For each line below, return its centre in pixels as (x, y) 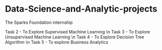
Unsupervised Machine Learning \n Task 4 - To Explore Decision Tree (75, 37)
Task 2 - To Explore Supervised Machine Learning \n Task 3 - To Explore (78, 32)
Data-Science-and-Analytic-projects (81, 9)
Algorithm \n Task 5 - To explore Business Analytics (57, 42)
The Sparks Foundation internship (39, 22)
